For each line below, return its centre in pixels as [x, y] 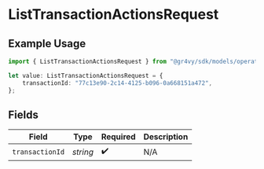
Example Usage [47, 44]
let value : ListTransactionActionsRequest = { [86, 75]
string [83, 152]
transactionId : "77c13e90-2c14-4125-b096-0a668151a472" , [117, 83]
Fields [24, 114]
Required [118, 137]
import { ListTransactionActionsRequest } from [88, 61]
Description [166, 137]
